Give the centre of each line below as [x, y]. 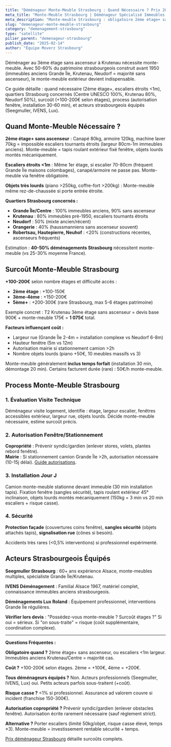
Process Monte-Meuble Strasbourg [62, 385]
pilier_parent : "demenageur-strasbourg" [49, 39]
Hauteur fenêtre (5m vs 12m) [42, 343]
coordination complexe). [31, 628]
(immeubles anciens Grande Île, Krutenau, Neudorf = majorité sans [75, 73]
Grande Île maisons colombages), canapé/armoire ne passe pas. [73, 170]
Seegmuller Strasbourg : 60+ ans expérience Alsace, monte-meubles [79, 571]
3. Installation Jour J [31, 475]
